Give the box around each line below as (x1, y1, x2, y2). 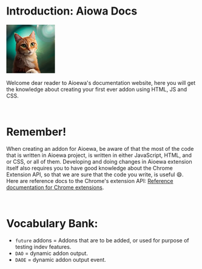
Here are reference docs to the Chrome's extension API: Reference (6, 177, 174, 184)
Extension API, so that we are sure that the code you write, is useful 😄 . (6, 171, 184, 178)
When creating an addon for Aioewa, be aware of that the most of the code (6, 145, 194, 152)
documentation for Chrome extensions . (6, 184, 104, 191)
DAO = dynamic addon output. (15, 250, 88, 257)
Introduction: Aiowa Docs (6, 4, 138, 18)
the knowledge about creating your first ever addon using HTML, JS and (6, 85, 187, 93)
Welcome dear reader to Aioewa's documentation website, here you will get (6, 79, 196, 86)
